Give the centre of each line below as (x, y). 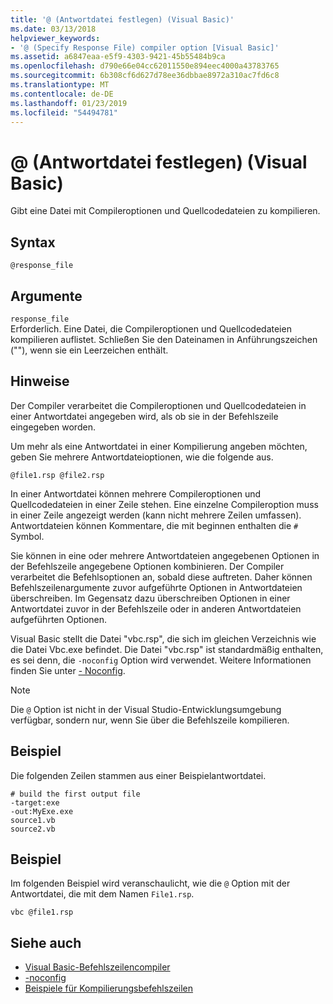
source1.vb (33, 820)
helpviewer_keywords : (55, 38)
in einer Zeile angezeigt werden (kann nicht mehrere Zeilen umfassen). (156, 515)
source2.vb (33, 829)
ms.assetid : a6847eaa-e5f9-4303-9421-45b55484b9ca (118, 57)
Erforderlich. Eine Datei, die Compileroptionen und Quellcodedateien (151, 328)
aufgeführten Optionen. (59, 619)
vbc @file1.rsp (42, 912)
